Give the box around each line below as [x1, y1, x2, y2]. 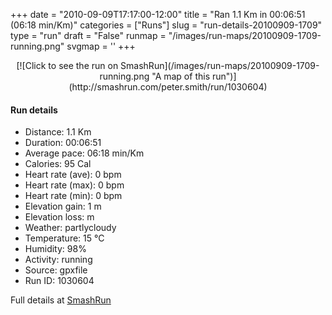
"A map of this [151, 70, 211, 82]
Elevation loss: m [24, 211, 95, 223]
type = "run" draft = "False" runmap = [10, 30, 167, 41]
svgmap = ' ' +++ [66, 40, 136, 52]
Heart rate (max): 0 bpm [24, 179, 125, 191]
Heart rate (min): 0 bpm [24, 190, 123, 202]
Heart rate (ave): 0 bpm [24, 169, 122, 181]
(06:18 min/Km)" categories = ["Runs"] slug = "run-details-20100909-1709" [10, 19, 323, 31]
